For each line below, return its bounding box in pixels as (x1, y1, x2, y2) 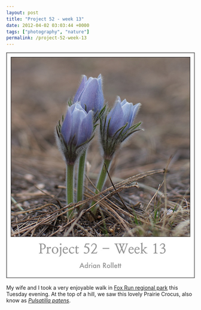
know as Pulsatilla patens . (6, 297, 71, 304)
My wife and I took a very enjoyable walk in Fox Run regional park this (6, 284, 178, 291)
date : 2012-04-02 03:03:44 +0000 (6, 22, 90, 28)
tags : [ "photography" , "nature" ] (6, 29, 90, 35)
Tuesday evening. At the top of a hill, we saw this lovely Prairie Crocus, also (6, 290, 193, 297)
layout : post (6, 10, 39, 16)
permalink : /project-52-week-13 (6, 35, 87, 41)
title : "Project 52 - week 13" (6, 16, 84, 22)
